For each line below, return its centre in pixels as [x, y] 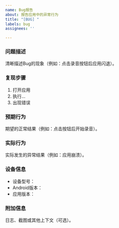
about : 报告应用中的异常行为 [32, 15]
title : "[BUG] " [22, 19]
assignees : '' [20, 29]
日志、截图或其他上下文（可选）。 [39, 220]
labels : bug [18, 24]
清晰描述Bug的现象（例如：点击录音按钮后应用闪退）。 [61, 64]
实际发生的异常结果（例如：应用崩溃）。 [46, 155]
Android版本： [27, 188]
